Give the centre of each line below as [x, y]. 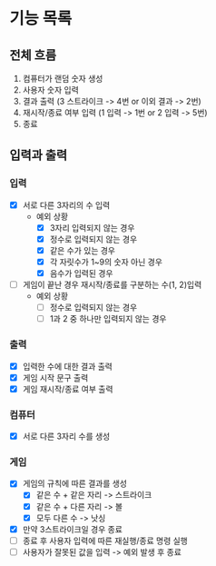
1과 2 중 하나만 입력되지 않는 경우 [108, 319]
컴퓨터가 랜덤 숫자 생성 [63, 79]
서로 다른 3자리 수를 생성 [66, 436]
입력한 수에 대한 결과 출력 [68, 366]
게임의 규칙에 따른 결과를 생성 [74, 483]
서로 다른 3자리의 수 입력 [66, 204]
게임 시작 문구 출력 [55, 377]
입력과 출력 [39, 155]
